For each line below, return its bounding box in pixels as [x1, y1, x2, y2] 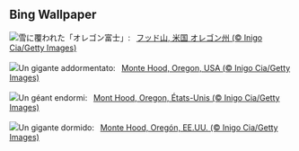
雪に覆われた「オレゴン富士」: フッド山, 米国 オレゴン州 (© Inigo [18, 31, 263, 43]
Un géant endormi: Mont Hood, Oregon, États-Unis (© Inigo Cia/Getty [18, 92, 280, 102]
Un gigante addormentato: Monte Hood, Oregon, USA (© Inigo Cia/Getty [18, 62, 291, 73]
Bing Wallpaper [9, 7, 97, 22]
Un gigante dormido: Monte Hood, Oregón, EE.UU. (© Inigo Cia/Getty [18, 121, 278, 133]
